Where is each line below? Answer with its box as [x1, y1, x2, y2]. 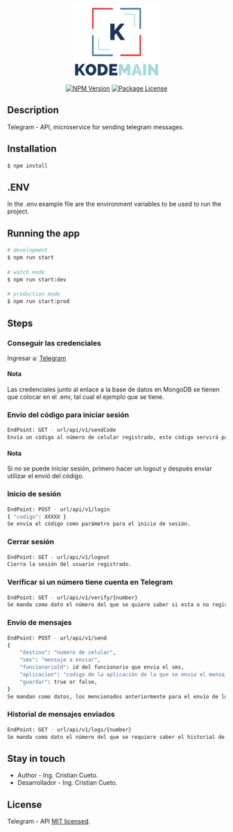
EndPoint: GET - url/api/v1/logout [7, 553, 110, 561]
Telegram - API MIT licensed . [7, 817, 91, 826]
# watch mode [7, 268, 45, 276]
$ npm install [7, 162, 49, 169]
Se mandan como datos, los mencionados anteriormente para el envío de [7, 693, 218, 700]
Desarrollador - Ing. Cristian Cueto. [17, 778, 118, 787]
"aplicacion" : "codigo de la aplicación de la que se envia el [19, 671, 207, 678]
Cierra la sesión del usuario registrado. [7, 561, 132, 568]
